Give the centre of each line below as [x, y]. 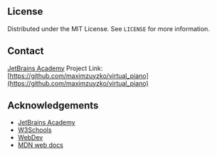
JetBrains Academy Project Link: [55, 68]
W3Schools [35, 130]
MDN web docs [41, 145]
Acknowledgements [53, 106]
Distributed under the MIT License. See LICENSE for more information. [108, 28]
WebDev [30, 138]
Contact [26, 51]
